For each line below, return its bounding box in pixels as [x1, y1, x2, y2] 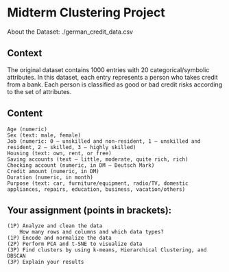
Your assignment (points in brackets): [7, 204, 172, 216]
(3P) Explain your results [7, 259, 84, 266]
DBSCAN [7, 253, 26, 260]
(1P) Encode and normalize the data [7, 235, 112, 242]
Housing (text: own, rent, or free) [7, 150, 112, 157]
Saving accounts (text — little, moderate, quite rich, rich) [7, 156, 189, 163]
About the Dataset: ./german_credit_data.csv [7, 27, 134, 36]
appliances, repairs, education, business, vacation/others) [7, 185, 186, 193]
